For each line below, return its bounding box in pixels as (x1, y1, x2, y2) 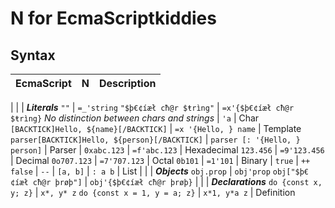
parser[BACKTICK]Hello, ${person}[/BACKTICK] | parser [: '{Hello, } (10, 133, 301, 145)
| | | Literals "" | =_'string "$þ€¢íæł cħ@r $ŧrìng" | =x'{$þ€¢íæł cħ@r (10, 102, 295, 113)
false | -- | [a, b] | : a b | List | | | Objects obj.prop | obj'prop (10, 165, 271, 177)
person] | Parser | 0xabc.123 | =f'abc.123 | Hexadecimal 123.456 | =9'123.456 (10, 144, 325, 156)
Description (98, 77, 157, 90)
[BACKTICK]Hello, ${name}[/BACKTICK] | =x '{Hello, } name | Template (10, 123, 302, 134)
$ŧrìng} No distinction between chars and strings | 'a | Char (10, 112, 260, 124)
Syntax (10, 47, 56, 64)
